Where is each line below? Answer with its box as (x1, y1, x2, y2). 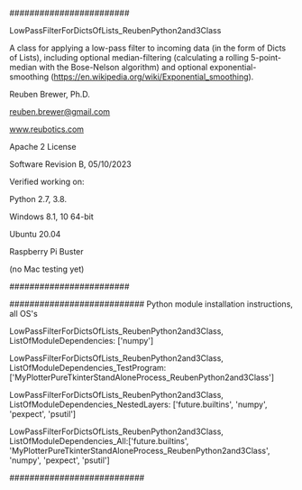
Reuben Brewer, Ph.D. (9, 89, 90, 99)
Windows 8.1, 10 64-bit (9, 211, 94, 222)
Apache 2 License (9, 142, 77, 152)
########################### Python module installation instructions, (9, 299, 293, 310)
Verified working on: (9, 176, 85, 187)
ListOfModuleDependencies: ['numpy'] (9, 336, 154, 346)
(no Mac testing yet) (9, 263, 85, 274)
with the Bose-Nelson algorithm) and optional (39, 62, 208, 72)
